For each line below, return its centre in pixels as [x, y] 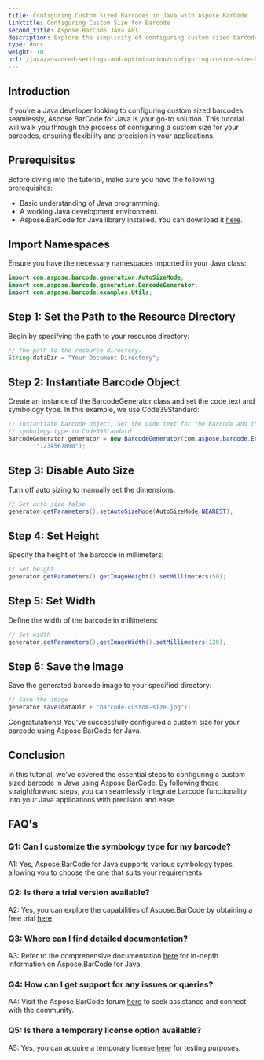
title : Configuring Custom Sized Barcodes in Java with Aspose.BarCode [128, 15]
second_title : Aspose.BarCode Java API [73, 30]
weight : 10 [26, 52]
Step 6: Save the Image [66, 666]
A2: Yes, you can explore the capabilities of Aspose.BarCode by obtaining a [130, 909]
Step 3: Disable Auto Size [71, 471]
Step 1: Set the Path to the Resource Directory [122, 317]
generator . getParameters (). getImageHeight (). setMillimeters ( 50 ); [117, 577]
